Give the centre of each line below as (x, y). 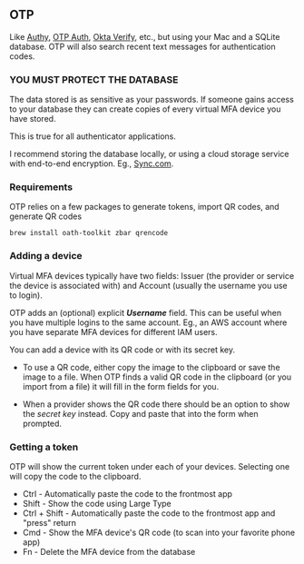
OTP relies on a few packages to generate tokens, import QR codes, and (144, 207)
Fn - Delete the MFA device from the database (109, 552)
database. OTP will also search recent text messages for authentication (143, 46)
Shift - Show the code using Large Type (97, 504)
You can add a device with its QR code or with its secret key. (123, 350)
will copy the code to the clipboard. (75, 476)
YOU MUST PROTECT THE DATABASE (94, 79)
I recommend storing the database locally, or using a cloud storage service (149, 154)
